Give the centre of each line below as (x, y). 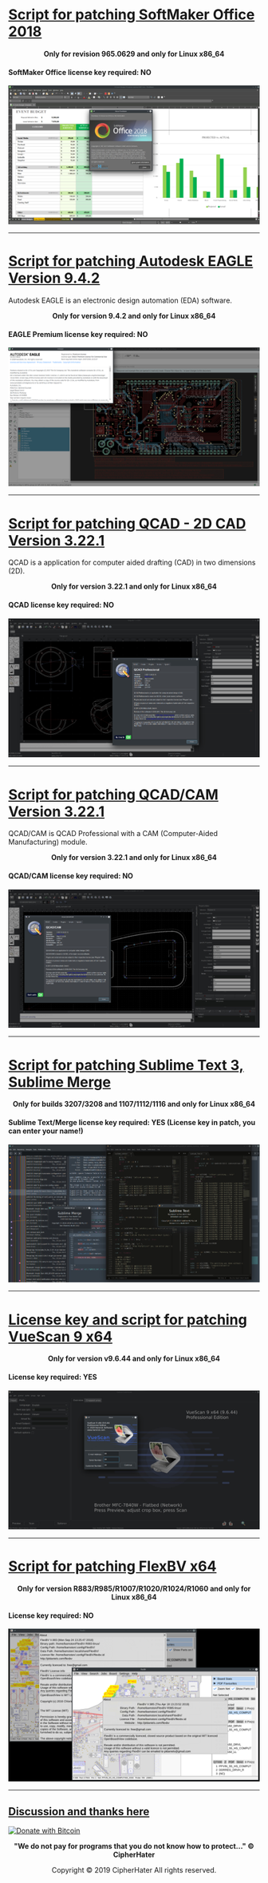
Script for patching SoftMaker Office (132, 15)
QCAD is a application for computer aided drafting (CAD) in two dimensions (132, 563)
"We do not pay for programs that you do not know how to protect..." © (134, 1846)
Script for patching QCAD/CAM (114, 794)
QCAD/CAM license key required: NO (71, 875)
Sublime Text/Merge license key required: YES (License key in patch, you (132, 1122)
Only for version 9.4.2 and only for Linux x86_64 (134, 316)
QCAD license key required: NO (61, 605)
